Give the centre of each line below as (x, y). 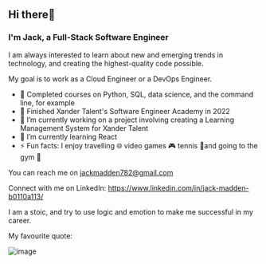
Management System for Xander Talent (84, 128)
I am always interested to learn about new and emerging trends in (116, 55)
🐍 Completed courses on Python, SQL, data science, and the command (137, 94)
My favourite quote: (41, 235)
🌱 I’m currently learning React (68, 136)
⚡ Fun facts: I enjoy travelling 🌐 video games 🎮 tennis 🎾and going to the (139, 145)
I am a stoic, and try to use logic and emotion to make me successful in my (131, 211)
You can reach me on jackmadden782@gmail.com (91, 172)
